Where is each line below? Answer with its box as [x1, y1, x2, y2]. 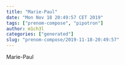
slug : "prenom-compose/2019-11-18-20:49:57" [6, 37, 120, 43]
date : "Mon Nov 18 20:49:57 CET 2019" [6, 14, 103, 20]
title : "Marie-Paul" [6, 8, 58, 15]
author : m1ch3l [6, 25, 44, 32]
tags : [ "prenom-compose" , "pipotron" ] [6, 20, 103, 26]
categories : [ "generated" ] [6, 31, 74, 37]
